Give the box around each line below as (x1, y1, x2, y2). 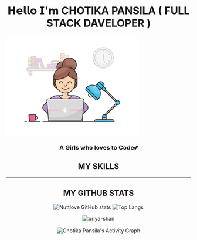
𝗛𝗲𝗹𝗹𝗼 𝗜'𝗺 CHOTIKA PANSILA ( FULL (7, 4, 190, 18)
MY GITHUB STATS (63, 188, 134, 198)
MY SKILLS (77, 161, 120, 171)
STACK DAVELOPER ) (46, 16, 151, 30)
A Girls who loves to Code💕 (59, 143, 138, 151)
